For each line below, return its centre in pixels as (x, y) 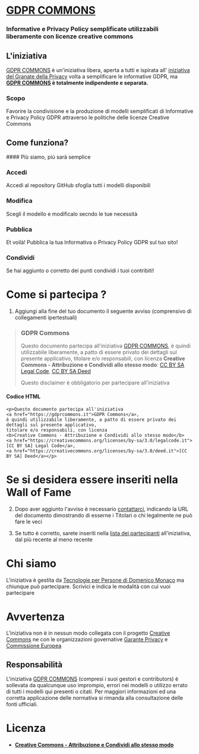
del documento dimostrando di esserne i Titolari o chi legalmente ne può (104, 515)
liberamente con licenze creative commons (70, 36)
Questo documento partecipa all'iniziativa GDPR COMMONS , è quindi (106, 346)
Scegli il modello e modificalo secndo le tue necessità (72, 214)
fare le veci (29, 522)
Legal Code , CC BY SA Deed (56, 371)
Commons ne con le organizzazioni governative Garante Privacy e (87, 640)
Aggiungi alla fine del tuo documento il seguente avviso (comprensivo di (103, 311)
